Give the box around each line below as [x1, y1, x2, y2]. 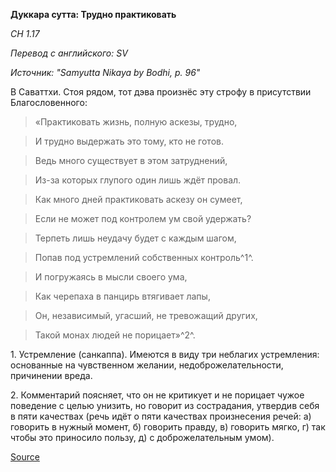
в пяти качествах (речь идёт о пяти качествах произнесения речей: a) [10, 410, 312, 422]
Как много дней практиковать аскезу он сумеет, [34, 194, 243, 205]
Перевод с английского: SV [10, 47, 128, 59]
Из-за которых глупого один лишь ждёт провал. [34, 174, 242, 186]
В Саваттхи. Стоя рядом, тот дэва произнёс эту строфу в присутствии [10, 86, 312, 98]
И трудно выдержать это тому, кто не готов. [34, 135, 224, 147]
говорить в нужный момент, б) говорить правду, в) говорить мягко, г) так [10, 421, 326, 433]
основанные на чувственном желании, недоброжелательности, [10, 359, 284, 371]
